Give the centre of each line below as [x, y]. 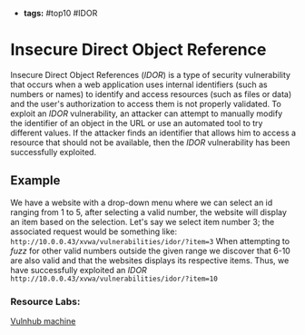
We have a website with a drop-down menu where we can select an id [142, 202]
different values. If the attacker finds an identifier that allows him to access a [153, 133]
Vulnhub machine [43, 321]
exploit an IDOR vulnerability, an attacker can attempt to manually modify [147, 113]
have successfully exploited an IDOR [79, 270]
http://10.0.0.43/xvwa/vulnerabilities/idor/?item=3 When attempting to [150, 241]
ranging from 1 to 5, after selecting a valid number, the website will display [148, 212]
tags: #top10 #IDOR [60, 13]
